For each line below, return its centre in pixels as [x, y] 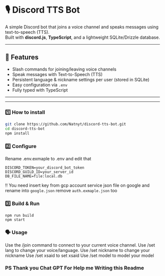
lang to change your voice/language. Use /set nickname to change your [78, 250]
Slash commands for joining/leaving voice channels [64, 69]
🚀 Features [22, 57]
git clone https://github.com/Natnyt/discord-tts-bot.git [66, 124]
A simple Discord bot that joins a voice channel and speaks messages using [82, 27]
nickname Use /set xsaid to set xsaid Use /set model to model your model [80, 255]
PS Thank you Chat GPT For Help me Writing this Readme [75, 268]
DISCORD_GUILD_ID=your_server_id [39, 172]
